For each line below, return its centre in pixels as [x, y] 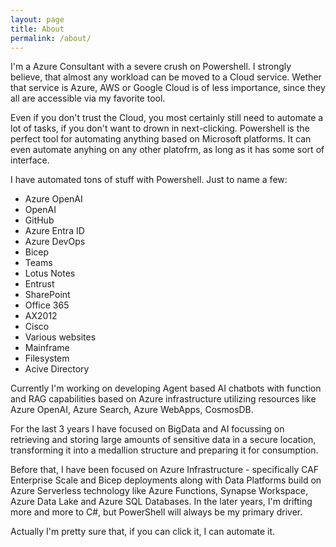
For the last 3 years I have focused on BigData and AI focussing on [147, 429]
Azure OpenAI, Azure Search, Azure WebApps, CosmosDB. [132, 410]
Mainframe [47, 348]
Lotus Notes [50, 273]
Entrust [39, 284]
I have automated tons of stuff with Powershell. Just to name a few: [149, 180]
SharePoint [47, 295]
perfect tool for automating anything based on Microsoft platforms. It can [161, 139]
